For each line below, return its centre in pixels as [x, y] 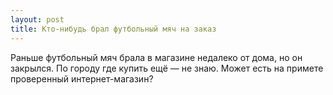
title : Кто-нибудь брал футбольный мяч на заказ [113, 29]
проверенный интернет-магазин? [82, 78]
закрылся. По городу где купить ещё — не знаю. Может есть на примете [167, 68]
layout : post [37, 19]
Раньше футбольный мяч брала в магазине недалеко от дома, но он [156, 57]
